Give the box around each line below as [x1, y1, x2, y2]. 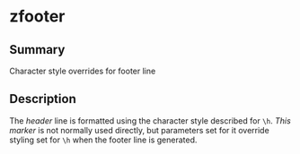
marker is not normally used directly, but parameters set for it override [9, 124, 269, 135]
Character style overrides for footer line [9, 65, 156, 76]
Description [9, 91, 76, 107]
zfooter [9, 6, 66, 27]
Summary [9, 42, 66, 57]
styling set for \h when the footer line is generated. [9, 134, 198, 145]
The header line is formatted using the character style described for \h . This [9, 115, 292, 126]
